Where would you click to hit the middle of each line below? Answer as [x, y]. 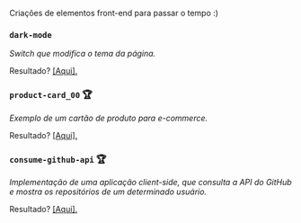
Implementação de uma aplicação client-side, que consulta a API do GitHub [150, 182]
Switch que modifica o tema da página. [83, 54]
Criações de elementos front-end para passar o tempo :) [114, 13]
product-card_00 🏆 [51, 95]
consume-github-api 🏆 [58, 159]
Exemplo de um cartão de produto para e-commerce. [109, 118]
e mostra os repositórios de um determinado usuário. [108, 192]
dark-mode [31, 35]
